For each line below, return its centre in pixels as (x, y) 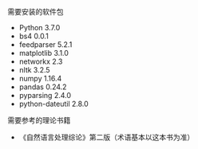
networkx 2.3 (41, 61)
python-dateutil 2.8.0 (53, 104)
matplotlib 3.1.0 (44, 53)
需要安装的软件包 (36, 12)
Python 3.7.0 (40, 27)
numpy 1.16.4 (40, 78)
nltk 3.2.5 (34, 70)
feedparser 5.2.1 (46, 45)
